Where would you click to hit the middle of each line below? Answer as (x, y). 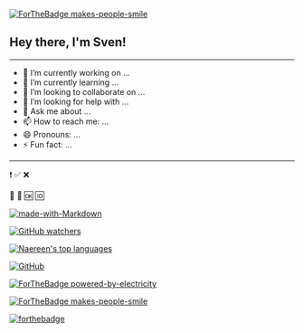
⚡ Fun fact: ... (47, 144)
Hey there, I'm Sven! (68, 42)
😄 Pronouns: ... (52, 134)
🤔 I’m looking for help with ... (76, 101)
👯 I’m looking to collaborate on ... (84, 91)
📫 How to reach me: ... (66, 121)
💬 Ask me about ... (57, 111)
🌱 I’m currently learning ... (71, 82)
